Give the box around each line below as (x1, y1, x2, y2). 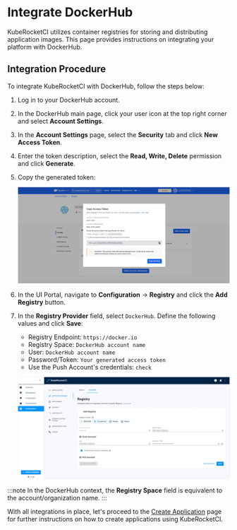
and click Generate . (17, 159, 75, 167)
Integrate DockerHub (7, 4, 133, 20)
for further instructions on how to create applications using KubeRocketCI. (7, 515, 224, 524)
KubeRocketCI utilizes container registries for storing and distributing (7, 28, 208, 36)
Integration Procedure (7, 63, 107, 75)
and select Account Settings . (17, 117, 104, 125)
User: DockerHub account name (28, 348, 116, 356)
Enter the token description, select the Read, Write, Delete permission (17, 151, 222, 160)
